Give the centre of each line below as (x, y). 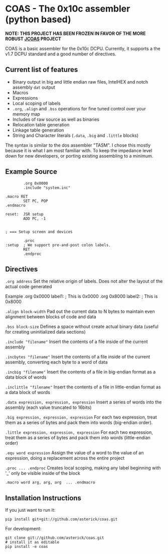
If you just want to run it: (30, 510)
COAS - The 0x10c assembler (68, 9)
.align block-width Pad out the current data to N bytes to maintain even (80, 311)
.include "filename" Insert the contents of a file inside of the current (76, 342)
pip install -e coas (27, 547)
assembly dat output (34, 87)
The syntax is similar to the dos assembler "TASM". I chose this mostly (78, 145)
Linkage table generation (38, 130)
